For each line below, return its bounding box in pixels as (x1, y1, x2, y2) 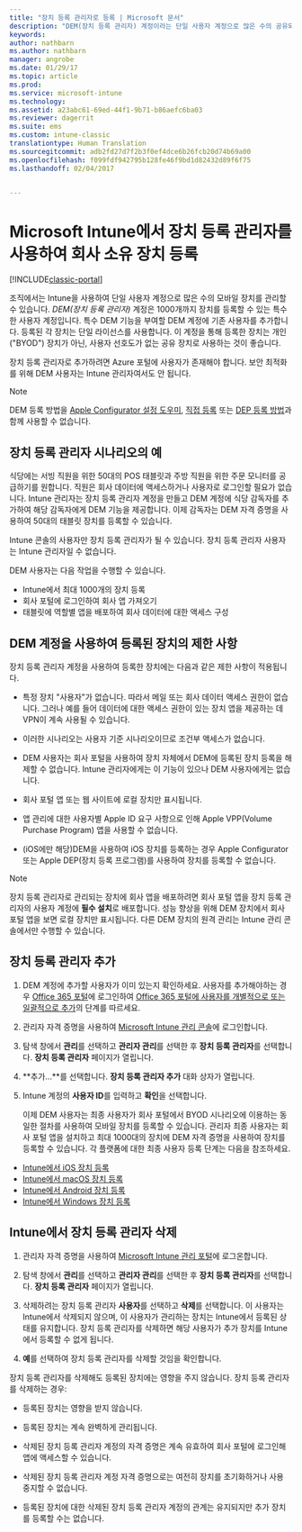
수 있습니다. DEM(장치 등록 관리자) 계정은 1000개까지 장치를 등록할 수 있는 (9, 304, 271, 315)
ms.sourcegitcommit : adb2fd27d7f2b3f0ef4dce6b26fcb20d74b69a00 (9, 147, 252, 156)
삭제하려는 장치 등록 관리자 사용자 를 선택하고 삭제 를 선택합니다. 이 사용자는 (22, 1300, 285, 1310)
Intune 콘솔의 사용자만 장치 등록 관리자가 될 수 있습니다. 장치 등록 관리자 (9, 535, 262, 546)
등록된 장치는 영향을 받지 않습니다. (22, 1402, 143, 1413)
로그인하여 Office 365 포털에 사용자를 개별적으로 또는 (97, 991, 286, 1002)
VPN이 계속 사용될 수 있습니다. (22, 713, 130, 725)
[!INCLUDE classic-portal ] (9, 274, 103, 285)
